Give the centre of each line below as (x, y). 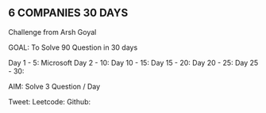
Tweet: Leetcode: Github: (50, 101)
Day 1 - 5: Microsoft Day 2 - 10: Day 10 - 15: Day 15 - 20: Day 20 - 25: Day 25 (133, 62)
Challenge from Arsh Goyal (52, 32)
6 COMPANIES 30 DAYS (68, 13)
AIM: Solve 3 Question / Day (54, 86)
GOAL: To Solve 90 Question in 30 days (73, 47)
